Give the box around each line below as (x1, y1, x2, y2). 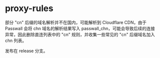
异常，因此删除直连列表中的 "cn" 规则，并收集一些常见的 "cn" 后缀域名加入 (5, 31, 155, 37)
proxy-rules (5, 3, 53, 14)
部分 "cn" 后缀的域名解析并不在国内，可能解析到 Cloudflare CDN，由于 (5, 19, 147, 25)
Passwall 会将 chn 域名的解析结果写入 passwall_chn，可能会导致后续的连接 (5, 25, 155, 31)
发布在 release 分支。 (5, 48, 48, 54)
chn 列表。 (5, 37, 27, 43)
